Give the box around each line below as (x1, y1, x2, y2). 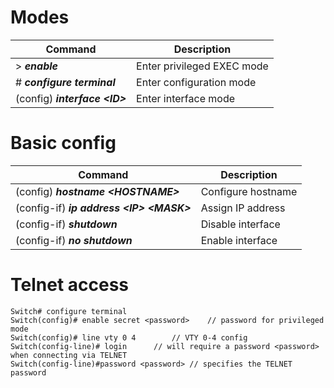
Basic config (10, 132, 117, 155)
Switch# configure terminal (10, 306, 128, 316)
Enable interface (200, 233, 278, 247)
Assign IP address (200, 201, 286, 215)
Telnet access (10, 274, 130, 296)
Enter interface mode (136, 91, 236, 105)
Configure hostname (200, 184, 298, 198)
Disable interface (200, 217, 281, 231)
